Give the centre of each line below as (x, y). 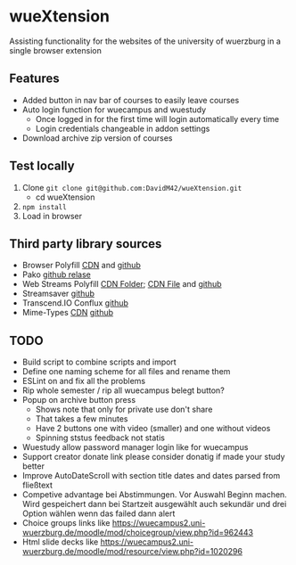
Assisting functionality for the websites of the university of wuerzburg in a (145, 41)
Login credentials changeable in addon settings (123, 128)
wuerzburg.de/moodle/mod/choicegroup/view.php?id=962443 (138, 533)
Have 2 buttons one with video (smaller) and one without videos (153, 429)
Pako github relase (56, 274)
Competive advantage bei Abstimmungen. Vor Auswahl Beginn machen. (154, 495)
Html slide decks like (60, 542)
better (33, 466)
